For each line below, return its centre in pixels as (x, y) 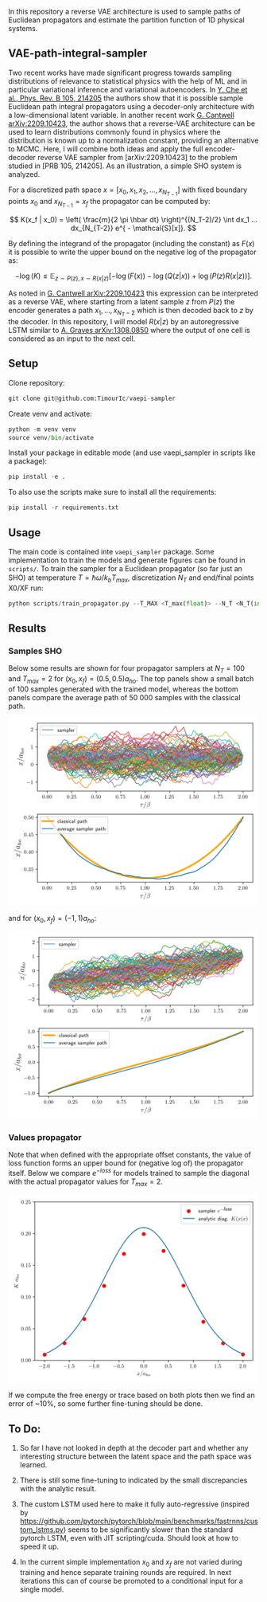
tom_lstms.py (41, 1530)
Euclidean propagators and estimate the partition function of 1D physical (126, 20)
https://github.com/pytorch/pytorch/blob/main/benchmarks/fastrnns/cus (139, 1522)
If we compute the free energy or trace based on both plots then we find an (132, 1395)
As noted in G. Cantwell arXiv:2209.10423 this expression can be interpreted (133, 293)
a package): (28, 461)
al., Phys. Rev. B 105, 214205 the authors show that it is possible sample (126, 98)
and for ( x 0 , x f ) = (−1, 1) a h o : (52, 919)
